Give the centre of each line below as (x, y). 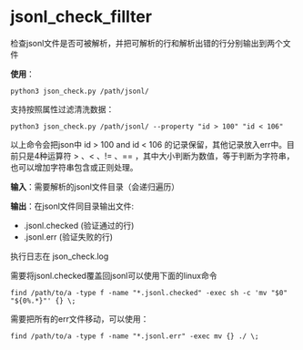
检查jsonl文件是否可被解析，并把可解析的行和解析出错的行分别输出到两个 (146, 43)
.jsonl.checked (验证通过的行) (79, 225)
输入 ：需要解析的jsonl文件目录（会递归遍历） (95, 186)
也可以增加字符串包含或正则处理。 (74, 167)
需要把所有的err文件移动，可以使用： (80, 319)
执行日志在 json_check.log (60, 256)
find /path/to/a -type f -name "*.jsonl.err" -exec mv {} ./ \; (135, 336)
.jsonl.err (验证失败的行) (68, 237)
